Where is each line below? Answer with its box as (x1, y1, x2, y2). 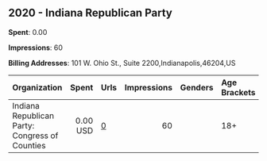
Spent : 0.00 (8, 27, 48, 36)
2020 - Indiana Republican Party (8, 6, 172, 20)
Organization (12, 82, 63, 93)
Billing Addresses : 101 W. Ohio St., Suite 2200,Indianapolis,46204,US (8, 58, 236, 67)
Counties (12, 140, 46, 151)
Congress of (12, 130, 59, 141)
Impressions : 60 (8, 43, 64, 52)
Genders (180, 82, 214, 93)
